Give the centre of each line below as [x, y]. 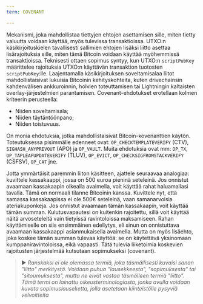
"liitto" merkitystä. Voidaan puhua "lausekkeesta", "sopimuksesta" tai [108, 269]
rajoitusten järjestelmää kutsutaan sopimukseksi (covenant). [81, 250]
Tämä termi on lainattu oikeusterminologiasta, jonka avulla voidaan [105, 282]
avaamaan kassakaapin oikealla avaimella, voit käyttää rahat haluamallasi [97, 186]
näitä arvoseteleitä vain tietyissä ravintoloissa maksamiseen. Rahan [90, 218]
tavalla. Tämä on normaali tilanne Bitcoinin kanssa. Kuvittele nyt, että [92, 193]
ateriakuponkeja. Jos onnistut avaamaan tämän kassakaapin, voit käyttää [98, 206]
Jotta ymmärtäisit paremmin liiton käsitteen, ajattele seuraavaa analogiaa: [98, 173]
